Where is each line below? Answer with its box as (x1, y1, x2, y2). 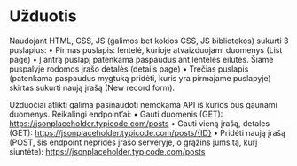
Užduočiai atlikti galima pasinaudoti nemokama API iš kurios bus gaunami (9, 99, 277, 109)
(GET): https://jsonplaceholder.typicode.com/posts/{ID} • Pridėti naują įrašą (9, 127, 286, 138)
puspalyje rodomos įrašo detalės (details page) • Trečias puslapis (9, 64, 249, 74)
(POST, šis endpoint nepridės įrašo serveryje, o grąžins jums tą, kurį (9, 137, 258, 147)
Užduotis (9, 6, 77, 26)
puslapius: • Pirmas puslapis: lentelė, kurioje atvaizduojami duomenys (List (9, 44, 283, 55)
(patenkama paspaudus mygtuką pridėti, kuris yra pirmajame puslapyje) (9, 72, 272, 83)
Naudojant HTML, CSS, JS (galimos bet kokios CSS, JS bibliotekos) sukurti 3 (9, 35, 289, 46)
